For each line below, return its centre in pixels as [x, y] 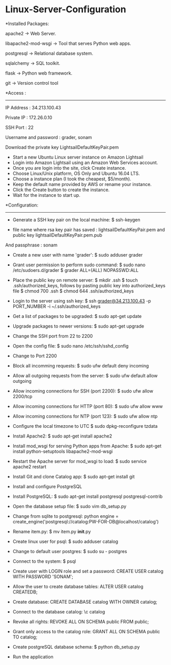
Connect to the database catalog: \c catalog [59, 611]
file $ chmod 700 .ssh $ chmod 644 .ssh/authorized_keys [73, 291]
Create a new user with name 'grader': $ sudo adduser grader [78, 255]
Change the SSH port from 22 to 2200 [53, 336]
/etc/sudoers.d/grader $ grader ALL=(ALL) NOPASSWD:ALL [76, 270]
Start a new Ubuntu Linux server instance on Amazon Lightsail [78, 157]
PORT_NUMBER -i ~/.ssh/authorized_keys [56, 306]
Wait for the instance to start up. [46, 195]
